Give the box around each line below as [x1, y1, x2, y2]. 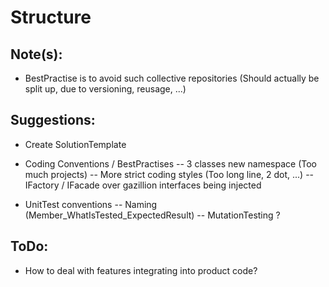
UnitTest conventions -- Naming [24, 198, 158, 210]
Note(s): [10, 46, 63, 63]
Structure [10, 6, 92, 29]
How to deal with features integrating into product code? [24, 264, 258, 276]
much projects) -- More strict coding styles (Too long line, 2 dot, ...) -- [24, 168, 315, 180]
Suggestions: [10, 112, 96, 129]
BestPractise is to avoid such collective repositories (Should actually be [24, 72, 320, 84]
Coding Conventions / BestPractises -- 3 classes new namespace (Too [24, 157, 318, 170]
